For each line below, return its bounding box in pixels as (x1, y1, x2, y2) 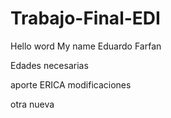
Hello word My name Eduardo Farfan (10, 40, 162, 52)
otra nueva (10, 98, 55, 110)
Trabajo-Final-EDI (10, 7, 161, 30)
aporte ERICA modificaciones (10, 78, 132, 91)
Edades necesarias (10, 59, 89, 71)
